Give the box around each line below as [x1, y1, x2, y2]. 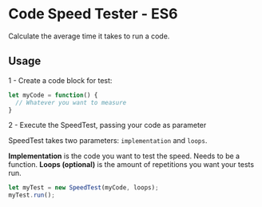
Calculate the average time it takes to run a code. [8, 31, 170, 41]
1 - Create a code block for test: [8, 75, 113, 85]
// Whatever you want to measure [15, 98, 127, 106]
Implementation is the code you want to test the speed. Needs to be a [8, 151, 240, 161]
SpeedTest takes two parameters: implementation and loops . [8, 136, 208, 145]
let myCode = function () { [8, 91, 98, 99]
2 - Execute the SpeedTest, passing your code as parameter [8, 121, 207, 130]
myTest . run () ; [8, 191, 56, 200]
